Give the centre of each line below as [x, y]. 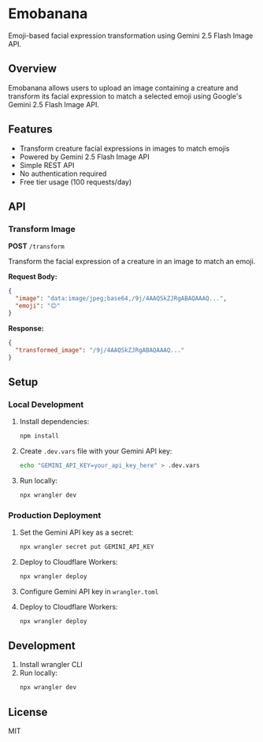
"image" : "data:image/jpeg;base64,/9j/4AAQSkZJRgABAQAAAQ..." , [121, 299]
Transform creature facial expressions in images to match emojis [124, 148]
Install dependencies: [54, 422]
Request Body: [33, 277]
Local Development [46, 405]
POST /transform [36, 246]
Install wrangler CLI [51, 665]
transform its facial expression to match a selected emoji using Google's [125, 96]
